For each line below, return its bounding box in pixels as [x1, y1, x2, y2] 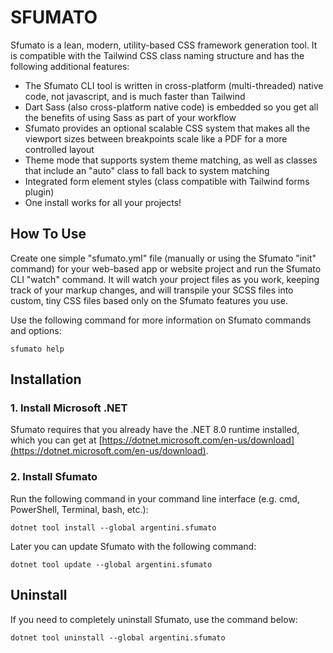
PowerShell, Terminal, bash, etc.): [10, 503, 149, 515]
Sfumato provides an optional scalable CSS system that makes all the [24, 122, 311, 134]
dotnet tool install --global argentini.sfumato [10, 522, 217, 533]
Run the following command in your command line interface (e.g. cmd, [10, 492, 300, 505]
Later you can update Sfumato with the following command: [10, 540, 257, 552]
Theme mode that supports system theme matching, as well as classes [24, 154, 318, 166]
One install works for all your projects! [24, 196, 182, 208]
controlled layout [24, 143, 95, 155]
